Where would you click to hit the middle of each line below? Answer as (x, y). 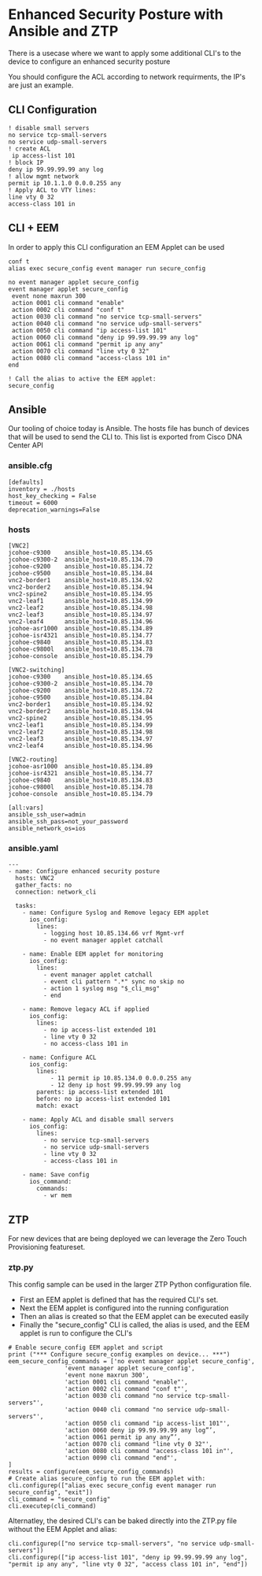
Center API (26, 445)
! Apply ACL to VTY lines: (52, 190)
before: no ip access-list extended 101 (103, 1099)
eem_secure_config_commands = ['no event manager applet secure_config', (132, 1362)
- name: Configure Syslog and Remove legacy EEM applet (116, 913)
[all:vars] (26, 808)
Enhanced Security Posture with (116, 15)
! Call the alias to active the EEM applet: (82, 379)
